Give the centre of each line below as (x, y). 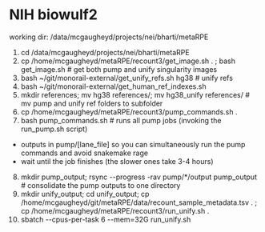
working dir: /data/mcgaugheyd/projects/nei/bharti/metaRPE (109, 37)
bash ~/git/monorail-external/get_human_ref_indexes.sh (113, 86)
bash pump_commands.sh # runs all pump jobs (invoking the (121, 120)
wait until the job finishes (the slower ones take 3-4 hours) (117, 161)
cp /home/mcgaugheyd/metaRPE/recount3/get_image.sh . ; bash (128, 61)
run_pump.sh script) (54, 129)
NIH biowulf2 (54, 15)
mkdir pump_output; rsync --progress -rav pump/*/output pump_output (139, 177)
